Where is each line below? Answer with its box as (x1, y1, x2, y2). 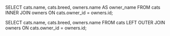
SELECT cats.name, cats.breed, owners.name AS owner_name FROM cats (5, 5, 161, 10)
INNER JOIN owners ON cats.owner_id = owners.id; (5, 10, 113, 16)
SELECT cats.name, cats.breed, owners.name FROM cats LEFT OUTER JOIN (5, 20, 165, 25)
